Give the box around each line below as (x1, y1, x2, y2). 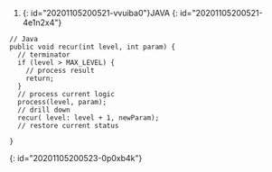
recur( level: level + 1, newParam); (17, 113, 160, 122)
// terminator (17, 50, 70, 59)
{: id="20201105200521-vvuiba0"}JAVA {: (22, 8, 178, 18)
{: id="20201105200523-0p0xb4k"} (9, 153, 143, 163)
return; (25, 74, 54, 83)
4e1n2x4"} (22, 17, 62, 28)
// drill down (17, 105, 70, 114)
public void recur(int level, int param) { (9, 42, 176, 51)
